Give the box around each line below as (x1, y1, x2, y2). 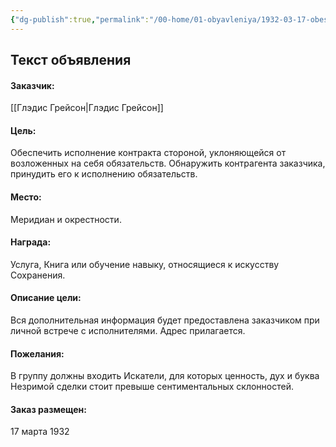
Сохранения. (10, 269, 66, 281)
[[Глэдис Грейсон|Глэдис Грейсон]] (10, 102, 164, 114)
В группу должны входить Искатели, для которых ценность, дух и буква (10, 370, 320, 382)
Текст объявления (10, 52, 132, 69)
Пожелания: (10, 347, 65, 360)
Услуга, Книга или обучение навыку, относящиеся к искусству (10, 258, 280, 270)
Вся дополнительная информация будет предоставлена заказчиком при (10, 314, 320, 326)
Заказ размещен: (10, 403, 87, 415)
